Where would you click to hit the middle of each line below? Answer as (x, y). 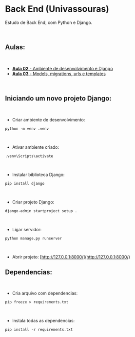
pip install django (25, 183)
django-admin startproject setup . (41, 211)
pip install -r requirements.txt (39, 330)
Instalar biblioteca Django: (38, 175)
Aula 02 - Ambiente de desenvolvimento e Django (62, 68)
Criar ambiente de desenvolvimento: (48, 119)
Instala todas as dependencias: (43, 321)
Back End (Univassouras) (57, 9)
